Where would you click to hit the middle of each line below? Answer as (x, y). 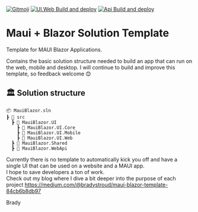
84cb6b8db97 (24, 191)
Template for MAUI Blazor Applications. (54, 49)
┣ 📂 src (16, 117)
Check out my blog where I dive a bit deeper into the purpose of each (91, 178)
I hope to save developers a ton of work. (55, 172)
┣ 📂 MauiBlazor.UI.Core (46, 128)
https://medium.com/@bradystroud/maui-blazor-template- (96, 185)
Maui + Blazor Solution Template (88, 33)
